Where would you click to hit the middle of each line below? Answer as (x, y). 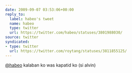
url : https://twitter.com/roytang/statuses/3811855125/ (68, 51)
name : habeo (22, 23)
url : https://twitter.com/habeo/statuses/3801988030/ (66, 33)
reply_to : (15, 14)
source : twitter (22, 37)
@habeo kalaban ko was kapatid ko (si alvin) (50, 65)
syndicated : (17, 42)
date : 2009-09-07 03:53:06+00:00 (40, 10)
